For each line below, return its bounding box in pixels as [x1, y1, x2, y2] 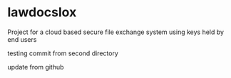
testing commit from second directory [7, 49, 119, 57]
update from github [7, 62, 64, 71]
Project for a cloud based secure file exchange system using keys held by [7, 28, 225, 36]
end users [7, 35, 37, 43]
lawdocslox [7, 4, 77, 21]
